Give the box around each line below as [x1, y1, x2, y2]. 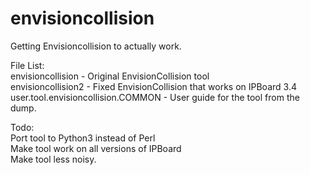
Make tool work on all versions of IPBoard [10, 142, 182, 154]
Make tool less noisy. [10, 153, 97, 165]
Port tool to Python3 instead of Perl [10, 132, 156, 144]
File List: [10, 59, 45, 71]
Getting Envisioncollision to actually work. [10, 40, 182, 52]
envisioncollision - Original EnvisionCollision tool [10, 70, 210, 82]
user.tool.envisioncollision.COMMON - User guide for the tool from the [10, 91, 300, 103]
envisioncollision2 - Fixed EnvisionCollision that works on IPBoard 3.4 [10, 80, 297, 92]
